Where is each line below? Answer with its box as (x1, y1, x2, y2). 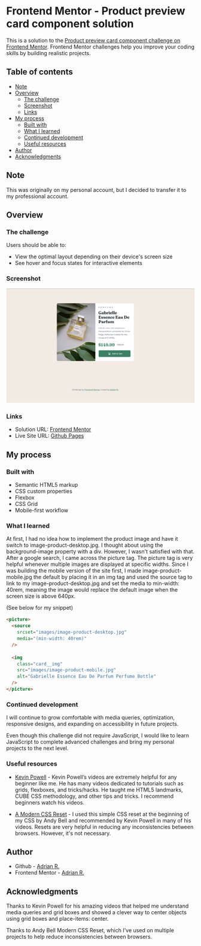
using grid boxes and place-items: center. (6, 915, 109, 923)
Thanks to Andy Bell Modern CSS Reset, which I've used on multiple (6, 927, 175, 934)
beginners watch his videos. (14, 799, 85, 806)
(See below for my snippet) (6, 604, 74, 611)
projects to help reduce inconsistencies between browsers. (6, 933, 153, 941)
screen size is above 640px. (6, 592, 76, 600)
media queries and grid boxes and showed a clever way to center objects (6, 909, 187, 916)
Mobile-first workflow (14, 507, 69, 514)
